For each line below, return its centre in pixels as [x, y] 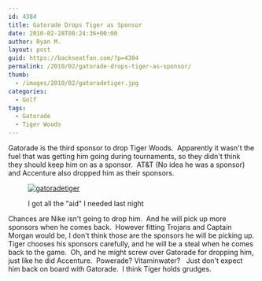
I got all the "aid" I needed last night [86, 203]
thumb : [19, 75]
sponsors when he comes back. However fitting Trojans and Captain [120, 227]
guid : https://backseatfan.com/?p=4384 [74, 58]
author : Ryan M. [35, 42]
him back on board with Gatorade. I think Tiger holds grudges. [110, 269]
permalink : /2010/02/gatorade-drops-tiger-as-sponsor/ [100, 67]
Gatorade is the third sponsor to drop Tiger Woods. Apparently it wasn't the [131, 148]
